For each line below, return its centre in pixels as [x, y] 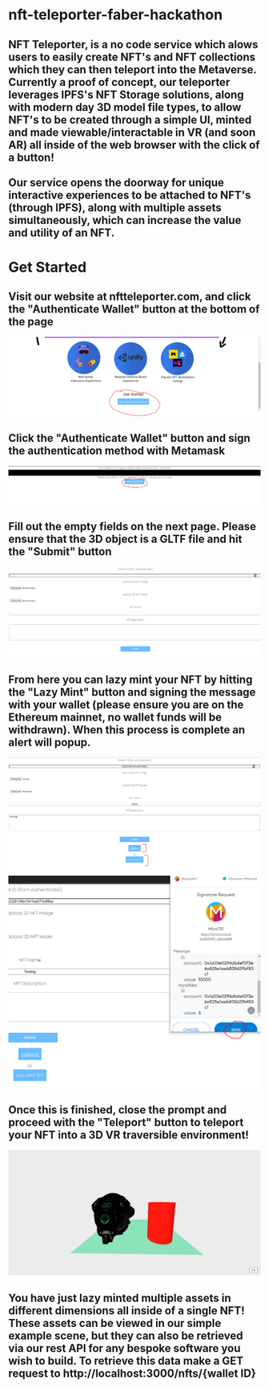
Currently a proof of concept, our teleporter [119, 82]
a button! [31, 157]
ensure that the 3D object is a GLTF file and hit [125, 539]
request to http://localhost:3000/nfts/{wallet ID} [132, 1373]
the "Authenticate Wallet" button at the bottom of [134, 310]
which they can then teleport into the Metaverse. [132, 69]
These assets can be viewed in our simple [115, 1323]
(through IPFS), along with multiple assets [115, 208]
